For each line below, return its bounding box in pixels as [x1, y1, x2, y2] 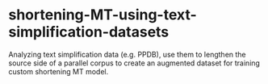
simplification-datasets [8, 23, 170, 41]
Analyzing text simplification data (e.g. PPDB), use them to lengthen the [8, 49, 246, 59]
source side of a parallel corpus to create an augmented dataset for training [8, 58, 261, 68]
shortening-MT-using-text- [8, 6, 198, 24]
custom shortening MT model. [8, 66, 109, 76]
